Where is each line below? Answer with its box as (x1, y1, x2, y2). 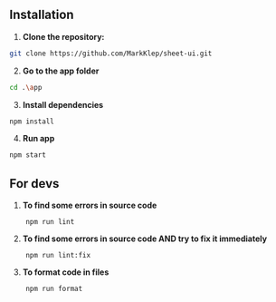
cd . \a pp (9, 83, 43, 92)
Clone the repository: (22, 31, 105, 42)
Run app (22, 133, 55, 144)
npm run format (25, 285, 83, 294)
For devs (9, 176, 60, 191)
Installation (9, 7, 74, 23)
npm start (9, 151, 47, 160)
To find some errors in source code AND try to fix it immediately (22, 233, 268, 244)
